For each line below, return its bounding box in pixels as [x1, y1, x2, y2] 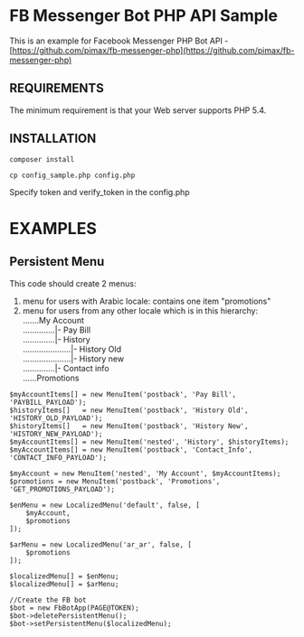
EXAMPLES [9, 218, 97, 239]
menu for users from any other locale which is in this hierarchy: [22, 304, 259, 316]
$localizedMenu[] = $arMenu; [9, 579, 119, 588]
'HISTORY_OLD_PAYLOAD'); [9, 413, 103, 423]
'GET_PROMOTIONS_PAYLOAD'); [9, 484, 116, 493]
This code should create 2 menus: [9, 277, 137, 289]
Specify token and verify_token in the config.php [9, 186, 190, 197]
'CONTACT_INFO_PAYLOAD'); [9, 453, 107, 462]
